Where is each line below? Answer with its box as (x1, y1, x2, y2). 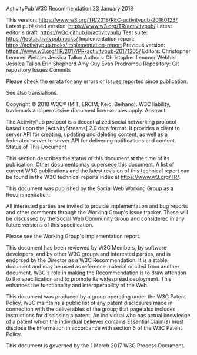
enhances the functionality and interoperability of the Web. (6, 282, 149, 288)
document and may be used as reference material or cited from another (6, 263, 180, 270)
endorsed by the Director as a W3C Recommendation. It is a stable (6, 257, 168, 264)
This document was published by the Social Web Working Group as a (6, 185, 174, 192)
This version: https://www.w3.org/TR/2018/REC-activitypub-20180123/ (6, 16, 178, 23)
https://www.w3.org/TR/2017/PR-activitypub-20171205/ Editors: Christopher (6, 48, 191, 55)
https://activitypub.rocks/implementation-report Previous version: (6, 41, 166, 48)
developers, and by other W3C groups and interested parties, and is (6, 250, 171, 257)
